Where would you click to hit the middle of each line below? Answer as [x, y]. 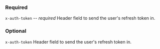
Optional [16, 31]
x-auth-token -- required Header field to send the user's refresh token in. [80, 18]
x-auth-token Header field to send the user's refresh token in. [69, 42]
